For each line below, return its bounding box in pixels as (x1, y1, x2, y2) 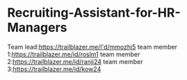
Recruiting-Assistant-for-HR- (7, 5, 181, 21)
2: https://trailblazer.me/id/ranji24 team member (7, 57, 143, 65)
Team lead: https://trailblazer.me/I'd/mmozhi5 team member (7, 42, 178, 51)
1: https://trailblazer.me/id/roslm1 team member (7, 50, 140, 58)
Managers (7, 19, 67, 35)
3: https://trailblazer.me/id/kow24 (7, 65, 101, 73)
